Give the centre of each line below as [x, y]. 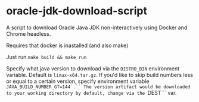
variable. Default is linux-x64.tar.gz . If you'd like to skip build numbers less [100, 75]
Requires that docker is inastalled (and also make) [67, 45]
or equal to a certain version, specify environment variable [78, 81]
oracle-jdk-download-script [77, 11]
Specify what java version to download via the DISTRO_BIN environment [93, 68]
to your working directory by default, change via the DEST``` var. [91, 92]
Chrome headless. [29, 33]
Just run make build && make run [46, 57]
